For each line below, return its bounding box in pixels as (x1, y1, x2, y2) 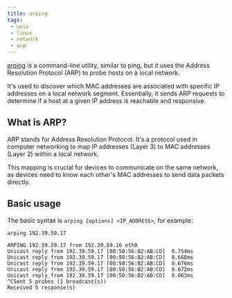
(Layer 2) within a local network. (7, 149, 99, 158)
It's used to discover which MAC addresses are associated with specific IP (7, 82, 220, 90)
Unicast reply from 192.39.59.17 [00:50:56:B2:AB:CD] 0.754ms (7, 248, 194, 254)
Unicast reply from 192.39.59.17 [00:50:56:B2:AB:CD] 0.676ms (7, 260, 194, 267)
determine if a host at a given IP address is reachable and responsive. (7, 97, 206, 104)
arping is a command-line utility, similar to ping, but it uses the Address (7, 62, 210, 69)
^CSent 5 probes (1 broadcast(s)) (7, 278, 107, 285)
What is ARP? (7, 117, 67, 129)
